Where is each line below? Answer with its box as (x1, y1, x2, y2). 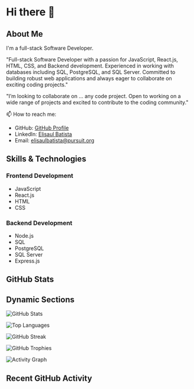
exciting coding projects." (6, 81, 68, 88)
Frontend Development (6, 171, 74, 180)
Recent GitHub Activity (6, 373, 93, 383)
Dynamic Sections (6, 294, 75, 304)
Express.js (14, 257, 40, 264)
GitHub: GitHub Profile (14, 124, 69, 131)
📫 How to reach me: (6, 111, 57, 118)
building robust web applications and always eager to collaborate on (6, 75, 172, 82)
